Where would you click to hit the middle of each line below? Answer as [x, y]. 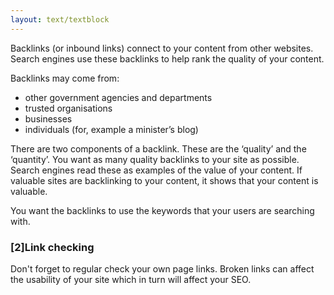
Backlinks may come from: [65, 78]
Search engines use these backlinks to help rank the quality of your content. [167, 58]
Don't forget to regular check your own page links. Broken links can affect [162, 268]
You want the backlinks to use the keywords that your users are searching [162, 210]
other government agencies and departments [118, 97]
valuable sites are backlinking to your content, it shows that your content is [164, 180]
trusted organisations [68, 108]
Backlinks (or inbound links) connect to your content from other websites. [162, 48]
